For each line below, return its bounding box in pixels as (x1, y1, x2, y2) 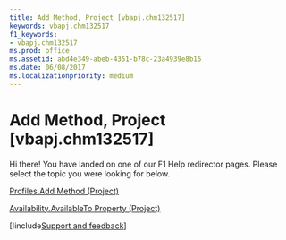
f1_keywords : (9, 30, 58, 39)
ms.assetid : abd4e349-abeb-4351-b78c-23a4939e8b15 (9, 55, 202, 64)
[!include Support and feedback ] (9, 220, 127, 231)
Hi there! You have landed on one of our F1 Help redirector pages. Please (9, 159, 278, 169)
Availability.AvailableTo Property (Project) (9, 202, 161, 213)
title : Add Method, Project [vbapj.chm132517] (9, 13, 186, 22)
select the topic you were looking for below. (9, 167, 171, 179)
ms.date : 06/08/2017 (9, 64, 87, 73)
